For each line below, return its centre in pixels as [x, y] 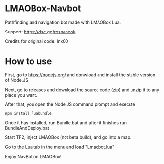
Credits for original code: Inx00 [37, 41]
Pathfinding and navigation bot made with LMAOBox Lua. [63, 22]
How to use [29, 61]
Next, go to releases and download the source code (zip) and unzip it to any [82, 90]
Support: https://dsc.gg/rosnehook [40, 32]
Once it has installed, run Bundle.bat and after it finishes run [66, 122]
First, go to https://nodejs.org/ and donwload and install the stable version [80, 75]
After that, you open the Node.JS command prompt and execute [70, 104]
